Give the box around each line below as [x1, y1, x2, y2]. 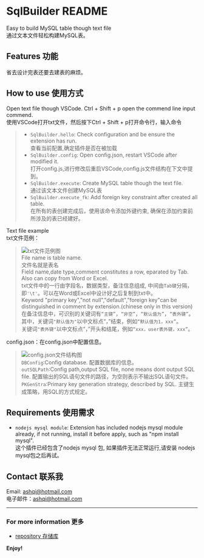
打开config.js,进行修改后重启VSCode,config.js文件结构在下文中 [30, 164, 188, 172]
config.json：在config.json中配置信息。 [6, 338, 105, 345]
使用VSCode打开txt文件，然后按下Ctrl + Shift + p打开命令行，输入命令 [6, 118, 182, 125]
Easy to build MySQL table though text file [6, 24, 112, 32]
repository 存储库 [15, 532, 59, 540]
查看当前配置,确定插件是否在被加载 [30, 144, 117, 152]
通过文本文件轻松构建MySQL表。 [6, 32, 89, 39]
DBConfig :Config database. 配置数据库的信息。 [21, 358, 138, 366]
